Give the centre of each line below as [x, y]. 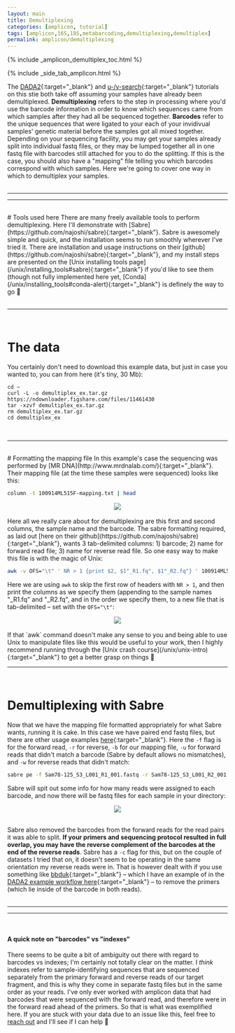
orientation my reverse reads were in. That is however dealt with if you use [115, 867]
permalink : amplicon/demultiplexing [60, 40]
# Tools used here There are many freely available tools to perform [104, 218]
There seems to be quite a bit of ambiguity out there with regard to [103, 955]
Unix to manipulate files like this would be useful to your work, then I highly [115, 642]
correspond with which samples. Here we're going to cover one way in [109, 169]
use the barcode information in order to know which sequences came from [115, 109]
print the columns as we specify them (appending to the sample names [109, 592]
